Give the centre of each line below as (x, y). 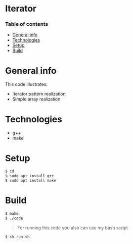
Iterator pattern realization (39, 94)
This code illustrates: (26, 84)
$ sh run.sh (17, 237)
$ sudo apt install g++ (30, 176)
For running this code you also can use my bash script (72, 228)
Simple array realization (36, 99)
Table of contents (27, 24)
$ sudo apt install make (31, 181)
